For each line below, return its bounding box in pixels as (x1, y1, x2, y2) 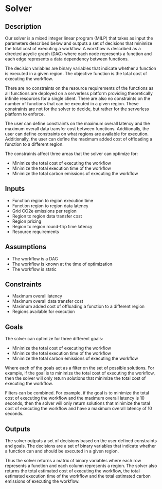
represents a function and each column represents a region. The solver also (5, 463, 157, 469)
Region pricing (12, 218, 41, 224)
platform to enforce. (5, 111, 45, 117)
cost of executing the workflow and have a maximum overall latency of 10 (5, 406, 152, 411)
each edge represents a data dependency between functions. (5, 56, 129, 61)
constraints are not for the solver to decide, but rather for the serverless (5, 106, 149, 112)
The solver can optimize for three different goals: (5, 336, 103, 342)
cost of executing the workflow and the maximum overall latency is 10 (5, 395, 145, 401)
